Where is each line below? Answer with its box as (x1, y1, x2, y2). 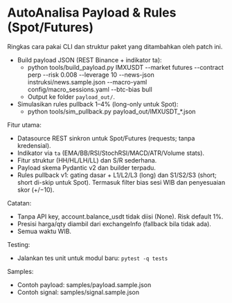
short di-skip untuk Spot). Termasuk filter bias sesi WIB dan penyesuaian (17, 178, 226, 186)
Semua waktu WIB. (17, 227, 71, 235)
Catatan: (7, 199, 32, 207)
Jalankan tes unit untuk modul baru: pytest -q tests (17, 254, 168, 262)
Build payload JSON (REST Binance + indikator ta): (17, 55, 162, 64)
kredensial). (17, 141, 51, 149)
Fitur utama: (7, 120, 42, 129)
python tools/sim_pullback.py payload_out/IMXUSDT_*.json (27, 107, 196, 116)
